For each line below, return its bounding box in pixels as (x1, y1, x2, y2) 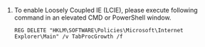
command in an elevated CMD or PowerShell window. (14, 13, 172, 22)
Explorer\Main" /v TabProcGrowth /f (14, 33, 123, 40)
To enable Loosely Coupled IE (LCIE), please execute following (14, 6, 198, 14)
